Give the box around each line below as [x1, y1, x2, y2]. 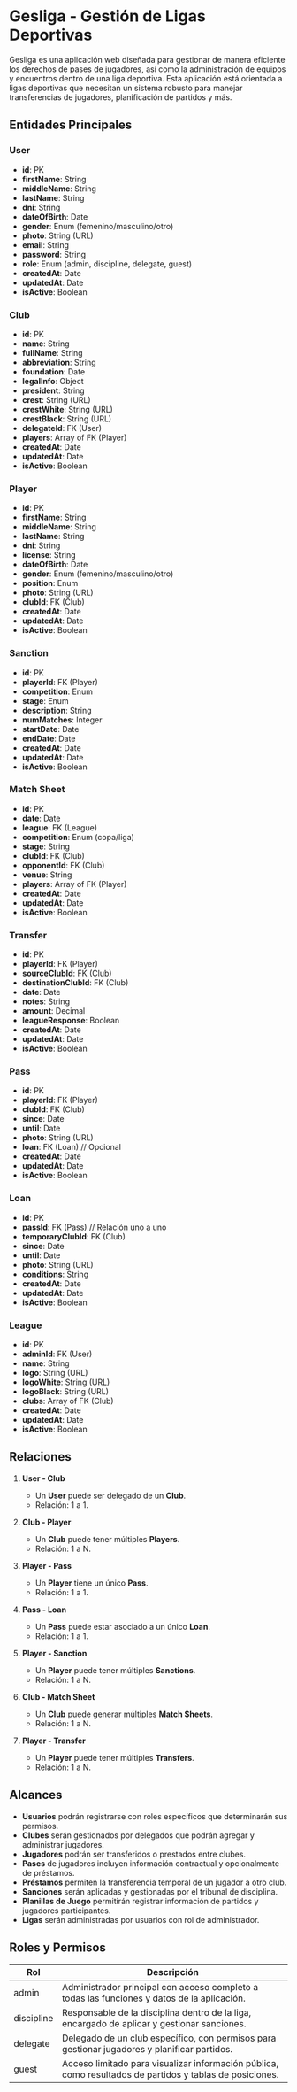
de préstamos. [21, 1867, 75, 1878]
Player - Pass [21, 1560, 72, 1571]
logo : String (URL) [21, 1368, 88, 1378]
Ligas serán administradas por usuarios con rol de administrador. [21, 1914, 260, 1925]
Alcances [9, 1787, 63, 1803]
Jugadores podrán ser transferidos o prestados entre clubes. [21, 1849, 246, 1859]
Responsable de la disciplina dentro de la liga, [61, 2007, 252, 2019]
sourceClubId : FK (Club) [21, 968, 112, 979]
